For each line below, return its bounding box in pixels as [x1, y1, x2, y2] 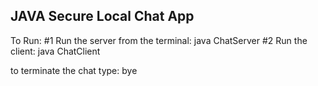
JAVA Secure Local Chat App [10, 8, 195, 25]
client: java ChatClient [10, 45, 101, 57]
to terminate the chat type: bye [10, 64, 138, 76]
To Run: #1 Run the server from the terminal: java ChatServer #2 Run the [10, 34, 308, 46]
